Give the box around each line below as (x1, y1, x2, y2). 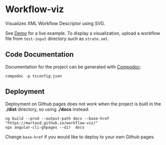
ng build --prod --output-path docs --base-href (5, 116, 109, 121)
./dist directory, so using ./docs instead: (5, 106, 89, 112)
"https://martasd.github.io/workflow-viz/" (5, 120, 98, 125)
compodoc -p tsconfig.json (5, 74, 62, 79)
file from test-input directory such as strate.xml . (5, 35, 109, 42)
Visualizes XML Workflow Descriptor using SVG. (5, 20, 105, 26)
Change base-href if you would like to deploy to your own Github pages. (5, 133, 155, 140)
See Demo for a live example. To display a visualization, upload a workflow (5, 30, 160, 36)
